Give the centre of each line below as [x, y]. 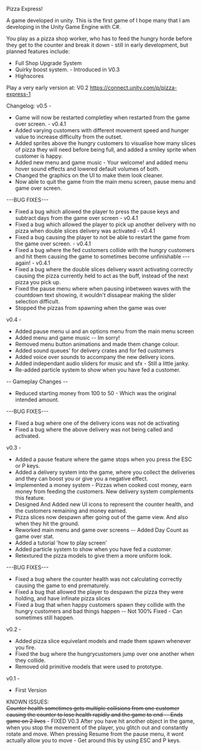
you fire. [25, 647]
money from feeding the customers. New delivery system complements [104, 491]
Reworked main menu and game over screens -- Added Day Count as [102, 530]
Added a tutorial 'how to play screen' [61, 543]
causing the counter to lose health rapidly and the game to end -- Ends [95, 715]
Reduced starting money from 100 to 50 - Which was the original [96, 393]
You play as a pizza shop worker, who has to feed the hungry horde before [99, 38]
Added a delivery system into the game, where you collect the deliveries [105, 472]
